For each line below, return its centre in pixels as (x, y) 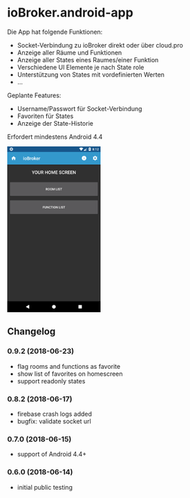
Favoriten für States (45, 116)
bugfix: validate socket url (54, 421)
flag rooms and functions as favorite (69, 366)
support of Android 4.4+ (52, 454)
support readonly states (51, 381)
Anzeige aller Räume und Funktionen (69, 52)
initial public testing (45, 487)
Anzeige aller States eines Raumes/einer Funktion (88, 59)
